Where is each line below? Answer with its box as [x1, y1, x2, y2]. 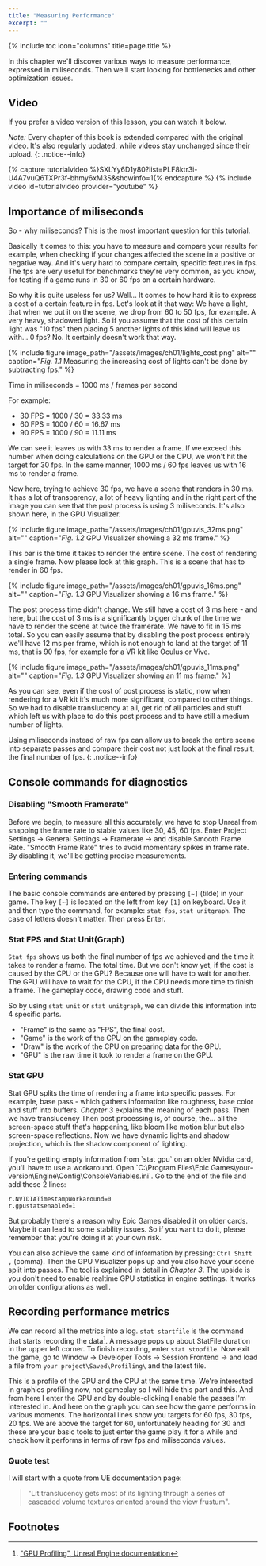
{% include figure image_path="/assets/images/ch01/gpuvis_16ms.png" [8, 581, 241, 590]
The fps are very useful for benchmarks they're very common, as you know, [8, 267, 256, 276]
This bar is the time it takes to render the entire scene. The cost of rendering [8, 549, 257, 559]
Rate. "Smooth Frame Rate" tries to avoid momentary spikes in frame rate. [8, 842, 249, 852]
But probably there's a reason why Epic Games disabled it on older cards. [8, 1216, 248, 1225]
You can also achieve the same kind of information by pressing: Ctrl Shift [8, 1248, 253, 1258]
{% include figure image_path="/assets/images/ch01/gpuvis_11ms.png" [8, 663, 240, 672]
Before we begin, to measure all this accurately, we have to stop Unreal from [8, 817, 258, 826]
